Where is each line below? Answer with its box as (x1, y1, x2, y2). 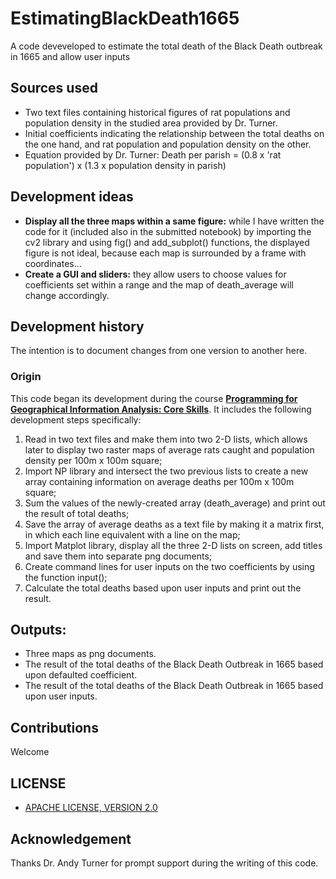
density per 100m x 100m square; (24, 454, 163, 466)
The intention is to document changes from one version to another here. (10, 345, 308, 357)
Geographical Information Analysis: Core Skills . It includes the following (10, 403, 312, 415)
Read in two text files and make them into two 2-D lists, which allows (24, 433, 308, 445)
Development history (10, 318, 145, 335)
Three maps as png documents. (24, 648, 157, 660)
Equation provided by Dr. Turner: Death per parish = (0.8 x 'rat (24, 148, 282, 161)
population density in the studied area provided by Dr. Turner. (24, 117, 278, 129)
